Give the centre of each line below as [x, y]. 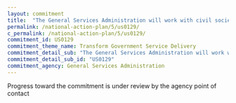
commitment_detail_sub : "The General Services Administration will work [116, 53]
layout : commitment [36, 14]
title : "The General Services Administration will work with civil [110, 20]
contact [18, 93]
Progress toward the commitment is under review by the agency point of [112, 85]
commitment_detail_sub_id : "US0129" [61, 60]
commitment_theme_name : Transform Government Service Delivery [102, 46]
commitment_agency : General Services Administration [86, 66]
